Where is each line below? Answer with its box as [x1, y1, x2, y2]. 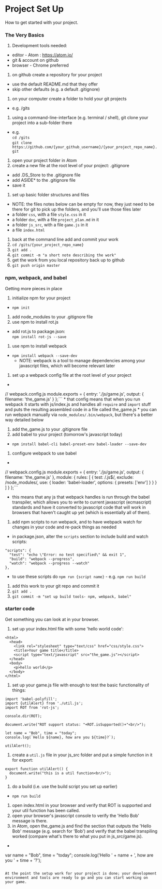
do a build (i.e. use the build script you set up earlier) [12, 784, 118, 789]
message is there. [12, 818, 48, 823]
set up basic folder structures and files [12, 192, 89, 198]
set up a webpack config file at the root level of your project [12, 372, 132, 378]
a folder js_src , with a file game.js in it [12, 222, 88, 228]
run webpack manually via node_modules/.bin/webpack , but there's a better [5, 412, 153, 418]
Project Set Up [5, 3, 64, 15]
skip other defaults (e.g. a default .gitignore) [12, 87, 100, 92]
